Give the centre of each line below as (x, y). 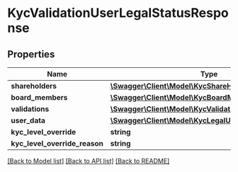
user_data (28, 120)
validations (30, 109)
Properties (31, 54)
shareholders (34, 86)
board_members (39, 97)
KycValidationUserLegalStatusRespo (118, 13)
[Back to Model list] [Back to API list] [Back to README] (89, 161)
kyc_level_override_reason (57, 143)
